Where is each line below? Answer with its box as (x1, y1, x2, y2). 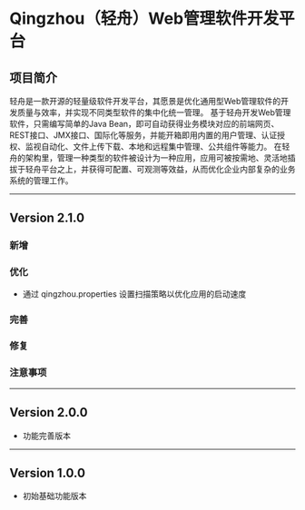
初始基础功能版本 (22, 491, 87, 502)
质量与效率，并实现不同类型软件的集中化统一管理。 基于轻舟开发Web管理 (16, 107, 291, 118)
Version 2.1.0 (9, 211, 84, 226)
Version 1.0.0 (9, 465, 86, 481)
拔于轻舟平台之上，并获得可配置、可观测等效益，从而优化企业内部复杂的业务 (9, 164, 296, 174)
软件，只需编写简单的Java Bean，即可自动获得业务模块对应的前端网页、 (9, 119, 280, 129)
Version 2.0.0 (9, 405, 88, 420)
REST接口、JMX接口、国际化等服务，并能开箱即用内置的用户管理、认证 (9, 130, 278, 141)
